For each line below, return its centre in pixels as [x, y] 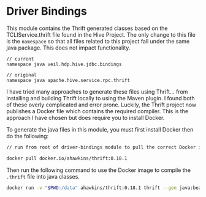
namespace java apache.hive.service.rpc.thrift [68, 80]
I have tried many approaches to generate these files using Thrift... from [97, 91]
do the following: [28, 136]
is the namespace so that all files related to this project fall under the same [98, 41]
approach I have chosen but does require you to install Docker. [86, 117]
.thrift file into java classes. [43, 176]
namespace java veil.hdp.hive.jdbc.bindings [64, 64]
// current [20, 59]
